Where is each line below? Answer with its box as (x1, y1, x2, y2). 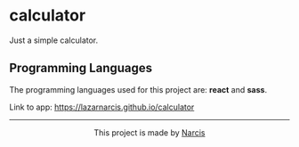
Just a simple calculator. (9, 35, 99, 45)
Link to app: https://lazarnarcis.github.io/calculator (9, 102, 195, 112)
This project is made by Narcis (93, 127, 206, 138)
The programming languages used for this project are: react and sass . (9, 84, 268, 94)
